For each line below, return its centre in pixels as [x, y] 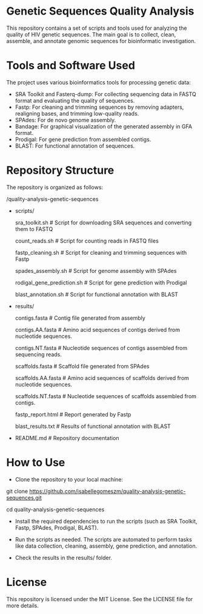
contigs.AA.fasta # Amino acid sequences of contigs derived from [98, 329]
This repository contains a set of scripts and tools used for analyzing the [97, 28]
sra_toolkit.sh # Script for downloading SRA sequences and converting [103, 222]
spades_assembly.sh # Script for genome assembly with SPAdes [96, 271]
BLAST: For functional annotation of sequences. [75, 146]
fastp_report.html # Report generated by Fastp [73, 414]
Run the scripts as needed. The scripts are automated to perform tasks [103, 539]
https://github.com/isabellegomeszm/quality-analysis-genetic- [108, 491]
